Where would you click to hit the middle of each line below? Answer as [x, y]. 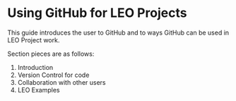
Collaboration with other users [61, 82]
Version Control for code [53, 75]
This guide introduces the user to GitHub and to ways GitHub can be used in [118, 32]
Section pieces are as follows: [51, 54]
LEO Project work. [34, 40]
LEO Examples [39, 90]
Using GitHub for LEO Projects [97, 13]
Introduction [35, 67]
